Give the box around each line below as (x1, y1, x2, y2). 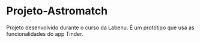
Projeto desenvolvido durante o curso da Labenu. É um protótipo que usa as (6, 24, 195, 31)
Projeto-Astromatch (6, 4, 108, 18)
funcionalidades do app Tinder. (6, 30, 83, 37)
